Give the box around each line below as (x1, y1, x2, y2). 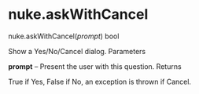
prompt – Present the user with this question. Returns (8, 61, 182, 71)
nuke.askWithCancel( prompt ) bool (8, 31, 120, 41)
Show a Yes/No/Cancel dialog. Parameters (8, 46, 146, 56)
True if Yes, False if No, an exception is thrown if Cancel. (8, 77, 191, 86)
